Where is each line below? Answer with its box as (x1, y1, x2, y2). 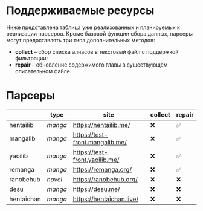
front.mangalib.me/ (72, 138, 127, 146)
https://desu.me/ (72, 185, 120, 193)
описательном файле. (14, 67, 72, 74)
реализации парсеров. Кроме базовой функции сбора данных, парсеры (6, 30, 193, 37)
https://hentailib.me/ (72, 120, 130, 129)
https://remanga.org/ (72, 165, 132, 174)
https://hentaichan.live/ (72, 195, 139, 203)
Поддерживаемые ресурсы (6, 4, 155, 18)
